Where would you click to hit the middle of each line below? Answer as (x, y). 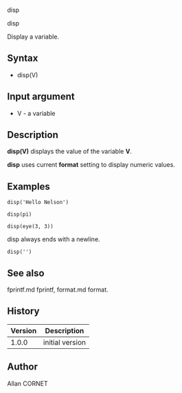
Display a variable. (33, 37)
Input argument (41, 97)
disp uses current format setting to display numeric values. (91, 165)
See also (26, 273)
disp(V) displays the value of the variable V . (70, 152)
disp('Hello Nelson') (38, 203)
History (23, 311)
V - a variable (36, 113)
